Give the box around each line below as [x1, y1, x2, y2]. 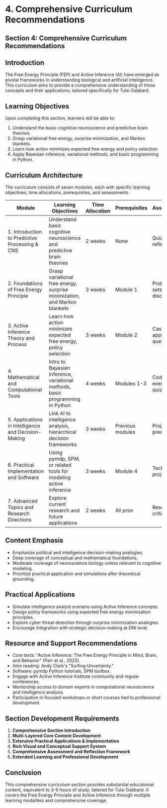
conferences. [12, 679, 40, 685]
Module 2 [115, 332, 138, 339]
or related [49, 462, 72, 469]
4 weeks [85, 380, 106, 387]
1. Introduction [7, 228, 42, 235]
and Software [7, 474, 39, 481]
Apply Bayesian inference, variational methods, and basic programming [12, 151, 159, 157]
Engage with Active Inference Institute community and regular [12, 673, 139, 680]
